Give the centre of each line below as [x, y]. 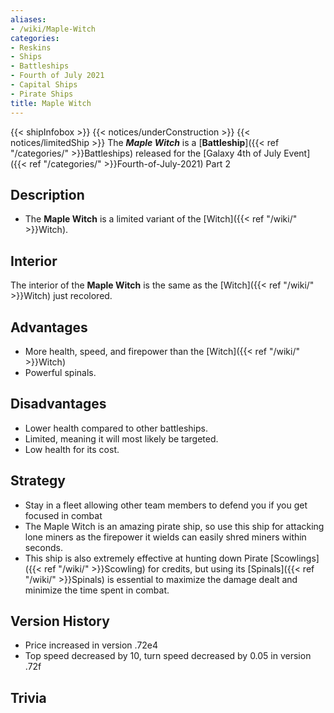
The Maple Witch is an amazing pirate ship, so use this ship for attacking [174, 526]
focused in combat [63, 515]
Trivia [28, 697]
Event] [297, 153]
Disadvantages [58, 404]
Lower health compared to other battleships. [116, 428]
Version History [60, 621]
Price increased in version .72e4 [91, 645]
